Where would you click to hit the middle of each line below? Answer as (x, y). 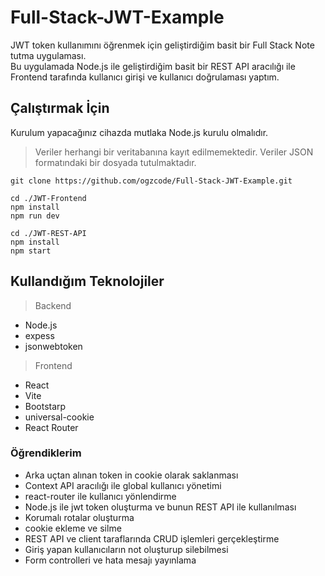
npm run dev (35, 216)
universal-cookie (59, 417)
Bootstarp (45, 406)
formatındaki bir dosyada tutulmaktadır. (115, 162)
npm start (31, 251)
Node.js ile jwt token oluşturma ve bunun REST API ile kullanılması (160, 507)
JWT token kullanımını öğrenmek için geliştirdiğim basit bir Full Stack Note (162, 45)
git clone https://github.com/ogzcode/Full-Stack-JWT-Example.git (151, 181)
